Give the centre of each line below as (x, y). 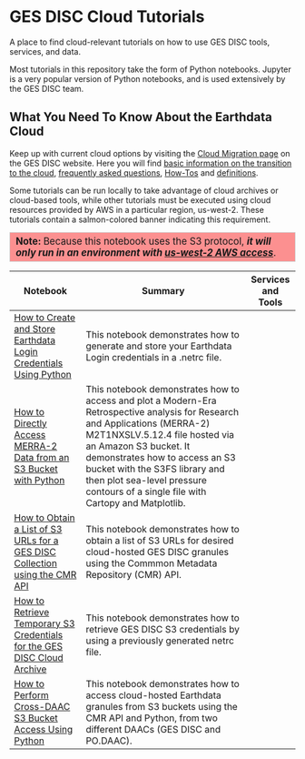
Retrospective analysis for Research (162, 411)
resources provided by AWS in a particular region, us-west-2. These (137, 209)
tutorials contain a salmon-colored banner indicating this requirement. (140, 219)
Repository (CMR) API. (133, 574)
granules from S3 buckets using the (162, 706)
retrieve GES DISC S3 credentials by (163, 629)
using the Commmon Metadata (152, 563)
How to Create (44, 318)
